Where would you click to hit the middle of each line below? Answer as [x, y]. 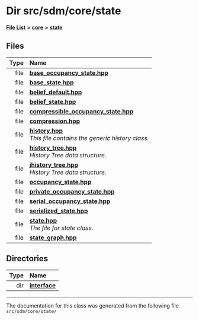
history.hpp [46, 131]
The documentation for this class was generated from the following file [93, 305]
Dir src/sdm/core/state [64, 11]
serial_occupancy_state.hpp [70, 201]
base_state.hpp [52, 83]
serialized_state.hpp [59, 211]
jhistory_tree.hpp [54, 164]
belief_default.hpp [56, 92]
